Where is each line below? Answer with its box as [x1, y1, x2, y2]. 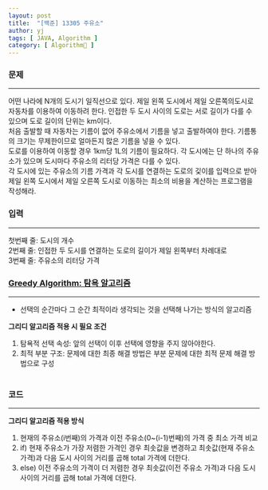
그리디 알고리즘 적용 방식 [8, 416, 85, 426]
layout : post [8, 11, 52, 20]
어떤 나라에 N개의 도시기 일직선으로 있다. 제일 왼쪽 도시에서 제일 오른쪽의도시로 [8, 97, 254, 106]
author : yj [8, 26, 45, 34]
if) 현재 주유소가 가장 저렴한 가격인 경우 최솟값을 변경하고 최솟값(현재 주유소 [19, 443, 255, 452]
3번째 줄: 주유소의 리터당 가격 [8, 255, 100, 265]
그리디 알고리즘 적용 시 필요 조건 [8, 321, 107, 332]
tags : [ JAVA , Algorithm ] [8, 34, 98, 42]
